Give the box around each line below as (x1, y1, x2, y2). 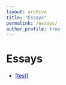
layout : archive (6, 8, 47, 15)
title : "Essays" (6, 15, 47, 21)
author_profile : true (6, 25, 61, 32)
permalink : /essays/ (6, 20, 58, 26)
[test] (14, 72, 29, 80)
